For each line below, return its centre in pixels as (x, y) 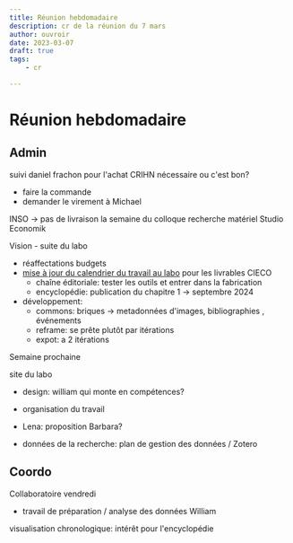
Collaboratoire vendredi (53, 494)
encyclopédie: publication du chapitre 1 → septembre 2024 (144, 292)
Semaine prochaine (45, 356)
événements (59, 320)
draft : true (31, 51)
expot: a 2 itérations (73, 339)
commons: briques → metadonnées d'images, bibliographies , (150, 311)
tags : (19, 59)
